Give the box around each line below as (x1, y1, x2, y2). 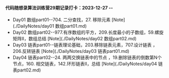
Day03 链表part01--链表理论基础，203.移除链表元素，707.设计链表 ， (12, 42, 158, 48)
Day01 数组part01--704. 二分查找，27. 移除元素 (12, 17, 111, 23)
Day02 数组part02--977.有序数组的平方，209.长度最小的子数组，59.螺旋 (12, 29, 164, 35)
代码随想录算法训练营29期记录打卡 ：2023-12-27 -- (5, 5, 113, 11)
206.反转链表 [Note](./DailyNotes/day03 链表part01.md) (12, 48, 129, 54)
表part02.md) (12, 67, 41, 73)
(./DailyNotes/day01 (12, 23, 54, 29)
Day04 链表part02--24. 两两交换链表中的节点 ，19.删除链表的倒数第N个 (12, 54, 162, 60)
